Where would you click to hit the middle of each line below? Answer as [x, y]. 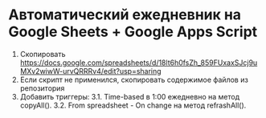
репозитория [42, 88]
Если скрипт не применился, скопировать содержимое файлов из [134, 79]
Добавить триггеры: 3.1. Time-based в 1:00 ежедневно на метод [129, 96]
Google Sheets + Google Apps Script [133, 32]
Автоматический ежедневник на [125, 15]
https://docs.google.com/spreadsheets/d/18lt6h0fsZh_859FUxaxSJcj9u [139, 63]
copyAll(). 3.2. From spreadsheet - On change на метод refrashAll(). [133, 105]
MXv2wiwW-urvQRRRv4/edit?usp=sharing [91, 71]
